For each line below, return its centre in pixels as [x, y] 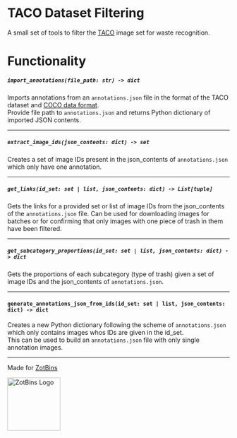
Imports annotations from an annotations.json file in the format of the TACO [118, 97]
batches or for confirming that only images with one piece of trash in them [115, 221]
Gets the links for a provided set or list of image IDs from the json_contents [116, 206]
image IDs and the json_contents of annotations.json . [86, 282]
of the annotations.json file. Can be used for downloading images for [108, 214]
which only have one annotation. [55, 167]
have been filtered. [35, 229]
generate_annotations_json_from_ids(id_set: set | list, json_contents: [116, 304]
